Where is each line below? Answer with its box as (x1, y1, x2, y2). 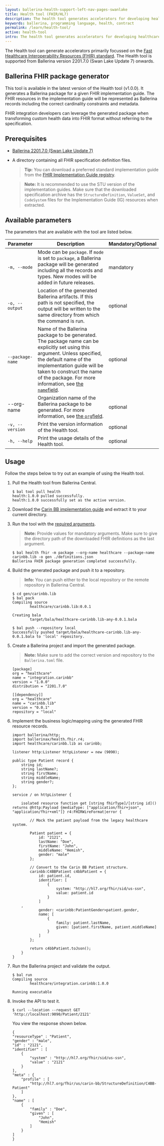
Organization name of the (37, 395, 96, 402)
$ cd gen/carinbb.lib (12, 591, 56, 597)
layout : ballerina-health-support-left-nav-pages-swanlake (5, 7, 128, 12)
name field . (37, 386, 60, 393)
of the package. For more (37, 374, 96, 381)
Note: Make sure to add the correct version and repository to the (24, 652, 155, 658)
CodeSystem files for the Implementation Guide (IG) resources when (24, 197, 158, 202)
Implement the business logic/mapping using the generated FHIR (12, 718, 143, 724)
